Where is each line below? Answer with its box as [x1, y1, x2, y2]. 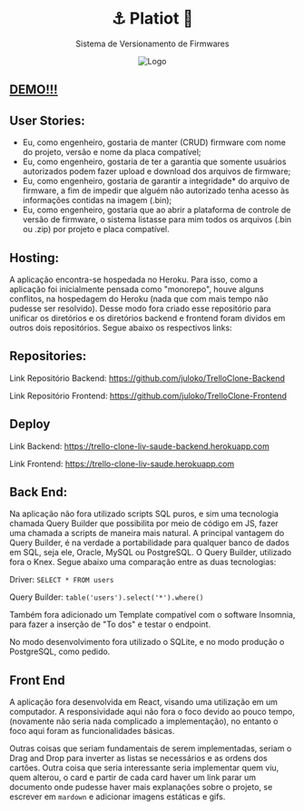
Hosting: [9, 249, 60, 266]
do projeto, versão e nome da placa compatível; [22, 147, 201, 158]
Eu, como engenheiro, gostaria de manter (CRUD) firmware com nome [22, 137, 286, 148]
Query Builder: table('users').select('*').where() [9, 591, 204, 602]
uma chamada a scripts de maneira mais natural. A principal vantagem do [9, 528, 285, 539]
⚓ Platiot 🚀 [112, 8, 193, 29]
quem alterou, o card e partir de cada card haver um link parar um [9, 772, 257, 783]
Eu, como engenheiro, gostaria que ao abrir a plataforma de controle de [22, 204, 291, 216]
